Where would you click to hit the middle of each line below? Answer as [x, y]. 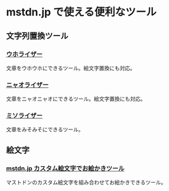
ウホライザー [25, 54]
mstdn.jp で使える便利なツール [81, 12]
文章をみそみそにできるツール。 [45, 130]
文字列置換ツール [37, 36]
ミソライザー [25, 116]
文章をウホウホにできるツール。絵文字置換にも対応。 [71, 68]
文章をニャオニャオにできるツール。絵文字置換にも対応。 [76, 99]
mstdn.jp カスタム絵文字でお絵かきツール [65, 168]
